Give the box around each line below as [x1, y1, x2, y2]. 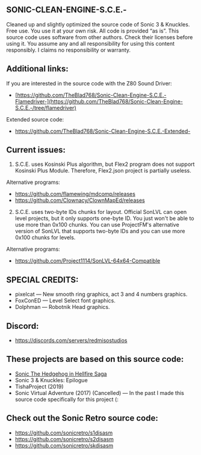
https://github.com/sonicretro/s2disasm [14, 435, 114, 442]
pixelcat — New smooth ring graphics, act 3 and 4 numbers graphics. [14, 291, 188, 298]
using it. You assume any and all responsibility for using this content [6, 40, 175, 47]
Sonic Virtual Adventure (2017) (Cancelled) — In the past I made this [14, 389, 185, 396]
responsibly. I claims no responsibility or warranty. [6, 46, 131, 53]
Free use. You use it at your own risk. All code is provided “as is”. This [6, 27, 179, 34]
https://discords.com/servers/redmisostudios [14, 337, 128, 344]
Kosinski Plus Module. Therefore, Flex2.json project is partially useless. [14, 167, 191, 174]
